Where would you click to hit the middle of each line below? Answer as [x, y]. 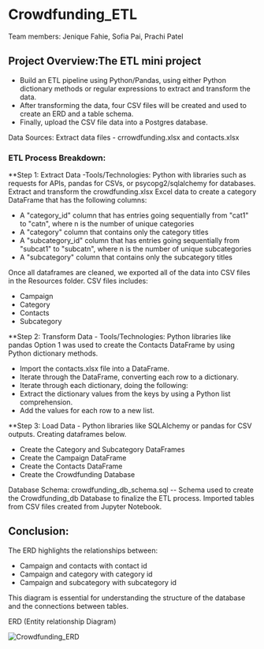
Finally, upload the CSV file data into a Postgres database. [114, 122]
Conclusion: [39, 531]
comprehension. [46, 402]
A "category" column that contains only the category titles [114, 232]
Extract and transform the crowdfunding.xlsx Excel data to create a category [132, 192]
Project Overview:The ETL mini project [105, 61]
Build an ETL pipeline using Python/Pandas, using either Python [123, 80]
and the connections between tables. [68, 606]
